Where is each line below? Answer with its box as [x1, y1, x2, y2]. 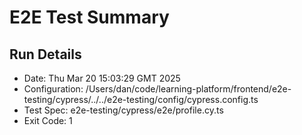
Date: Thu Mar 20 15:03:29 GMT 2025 [23, 72, 181, 84]
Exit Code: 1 [23, 115, 73, 126]
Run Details [9, 46, 82, 63]
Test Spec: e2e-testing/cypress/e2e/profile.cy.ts [23, 104, 224, 116]
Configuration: [23, 83, 84, 95]
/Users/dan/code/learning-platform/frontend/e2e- [85, 83, 292, 95]
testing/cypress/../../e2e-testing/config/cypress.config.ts [23, 94, 259, 105]
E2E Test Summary [9, 6, 170, 29]
